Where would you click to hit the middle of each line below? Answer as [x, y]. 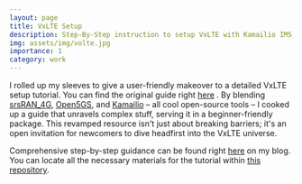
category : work [38, 60]
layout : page [34, 18]
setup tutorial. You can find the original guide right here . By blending [137, 95]
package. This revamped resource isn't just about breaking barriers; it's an [148, 124]
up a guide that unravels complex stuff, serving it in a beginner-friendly [141, 114]
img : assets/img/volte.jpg [60, 43]
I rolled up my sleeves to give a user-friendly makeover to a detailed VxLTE [148, 85]
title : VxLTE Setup [46, 26]
